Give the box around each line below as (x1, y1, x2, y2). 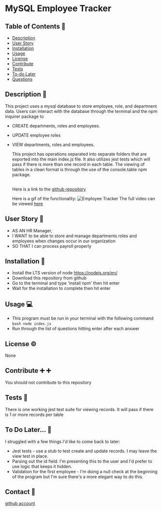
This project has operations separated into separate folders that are (12, 151, 147, 157)
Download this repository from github (12, 275, 87, 281)
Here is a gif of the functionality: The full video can (12, 195, 156, 201)
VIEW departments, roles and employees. (12, 142, 95, 147)
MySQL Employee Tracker (5, 3, 112, 14)
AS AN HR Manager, (12, 227, 52, 233)
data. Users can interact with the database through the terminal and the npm (5, 108, 158, 114)
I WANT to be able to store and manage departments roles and (12, 233, 137, 239)
